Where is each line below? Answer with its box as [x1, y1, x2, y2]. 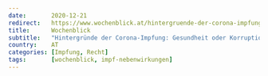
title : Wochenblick [8, 26, 91, 34]
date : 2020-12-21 [8, 11, 88, 20]
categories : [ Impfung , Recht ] [8, 48, 109, 56]
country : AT [8, 41, 59, 49]
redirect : [8, 19, 41, 27]
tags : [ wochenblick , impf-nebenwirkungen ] [8, 56, 173, 64]
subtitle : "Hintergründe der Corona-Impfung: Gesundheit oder [8, 33, 227, 42]
